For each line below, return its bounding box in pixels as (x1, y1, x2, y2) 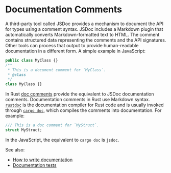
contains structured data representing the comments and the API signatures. (5, 37, 166, 43)
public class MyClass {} (5, 57, 58, 63)
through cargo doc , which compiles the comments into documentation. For (5, 107, 162, 113)
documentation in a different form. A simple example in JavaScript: (5, 48, 146, 54)
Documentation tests (12, 162, 57, 168)
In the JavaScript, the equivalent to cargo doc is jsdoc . (5, 137, 119, 143)
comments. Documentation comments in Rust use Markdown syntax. (5, 97, 150, 103)
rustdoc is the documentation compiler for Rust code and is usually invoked (5, 102, 164, 108)
